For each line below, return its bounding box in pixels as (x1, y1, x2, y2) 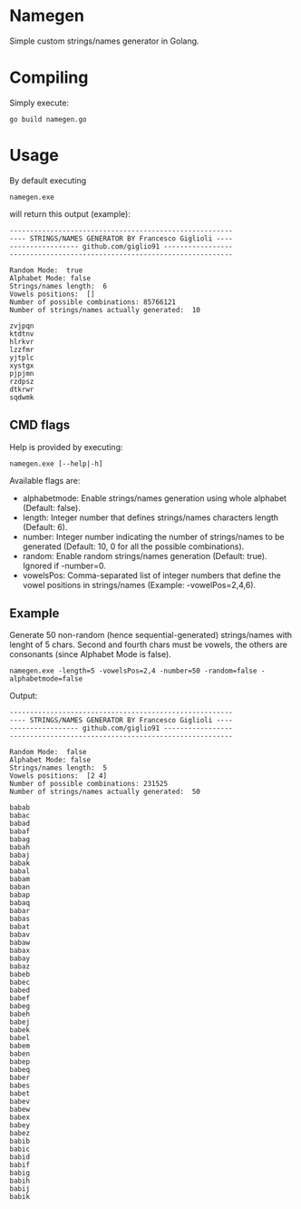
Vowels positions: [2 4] (9, 772, 107, 781)
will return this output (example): (9, 208, 131, 219)
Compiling (9, 67, 89, 88)
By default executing (9, 174, 87, 186)
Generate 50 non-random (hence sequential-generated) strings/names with (9, 630, 293, 641)
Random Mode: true (9, 265, 83, 275)
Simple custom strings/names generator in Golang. (9, 35, 199, 46)
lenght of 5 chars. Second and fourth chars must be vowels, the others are (9, 639, 288, 650)
